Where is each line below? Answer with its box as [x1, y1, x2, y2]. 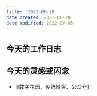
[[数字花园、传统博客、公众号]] [14, 83, 92, 90]
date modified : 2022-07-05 [6, 20, 74, 26]
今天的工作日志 [6, 43, 62, 54]
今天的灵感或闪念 [6, 66, 69, 76]
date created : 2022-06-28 [6, 14, 71, 20]
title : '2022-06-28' [6, 8, 58, 15]
